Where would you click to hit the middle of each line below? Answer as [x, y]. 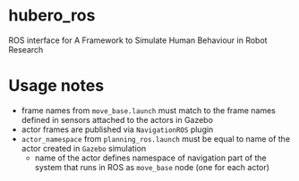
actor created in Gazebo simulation [84, 148]
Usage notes [56, 86]
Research [26, 49]
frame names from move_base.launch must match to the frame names [149, 110]
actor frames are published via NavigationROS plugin [117, 129]
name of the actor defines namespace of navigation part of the [150, 158]
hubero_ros [52, 16]
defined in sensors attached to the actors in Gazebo [117, 119]
